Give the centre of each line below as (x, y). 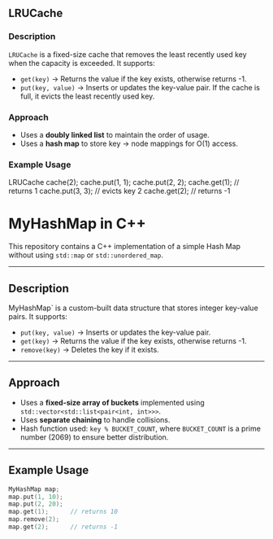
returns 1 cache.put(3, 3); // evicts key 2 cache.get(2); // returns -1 (119, 191)
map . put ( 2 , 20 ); (36, 504)
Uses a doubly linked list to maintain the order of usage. (115, 134)
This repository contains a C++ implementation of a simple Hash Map (125, 247)
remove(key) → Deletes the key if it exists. (90, 350)
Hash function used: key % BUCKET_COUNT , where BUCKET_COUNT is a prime (141, 428)
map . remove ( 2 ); (34, 519)
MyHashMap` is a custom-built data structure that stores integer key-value (133, 308)
